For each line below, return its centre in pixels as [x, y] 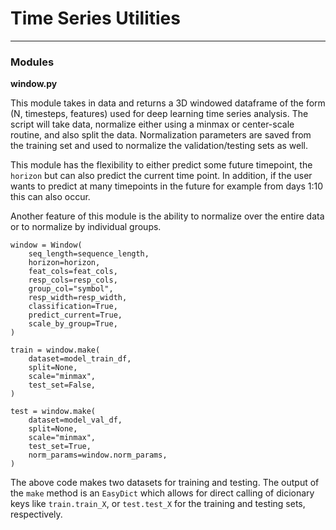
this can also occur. [50, 197]
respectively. [36, 514]
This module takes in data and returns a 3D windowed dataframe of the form [168, 103]
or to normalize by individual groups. [86, 227]
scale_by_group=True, [73, 324]
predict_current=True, [75, 315]
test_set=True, [60, 447]
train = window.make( [55, 350]
